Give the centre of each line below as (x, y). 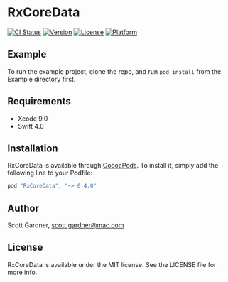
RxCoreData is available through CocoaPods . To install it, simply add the (113, 166)
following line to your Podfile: (50, 173)
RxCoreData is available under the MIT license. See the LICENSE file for (112, 264)
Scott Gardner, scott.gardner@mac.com (66, 225)
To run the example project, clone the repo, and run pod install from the (114, 71)
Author (23, 208)
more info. (22, 272)
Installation (33, 148)
